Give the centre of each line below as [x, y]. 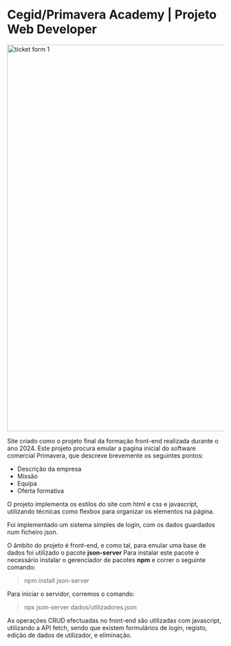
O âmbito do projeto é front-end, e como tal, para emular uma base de [107, 545]
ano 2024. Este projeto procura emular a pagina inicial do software [101, 448]
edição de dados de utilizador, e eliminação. [69, 635]
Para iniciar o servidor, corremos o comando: [71, 594]
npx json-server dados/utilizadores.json [80, 607]
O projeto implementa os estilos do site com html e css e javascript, [103, 504]
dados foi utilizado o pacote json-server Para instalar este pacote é [103, 553]
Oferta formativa [40, 491]
